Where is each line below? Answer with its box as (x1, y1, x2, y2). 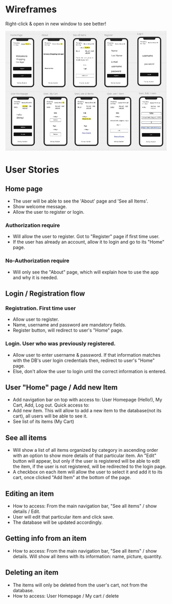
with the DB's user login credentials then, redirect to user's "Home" (12, 357, 155, 363)
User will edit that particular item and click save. (12, 514, 114, 520)
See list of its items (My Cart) (12, 418, 74, 425)
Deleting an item (5, 568, 59, 577)
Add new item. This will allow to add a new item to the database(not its (12, 408, 162, 414)
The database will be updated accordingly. (12, 519, 103, 525)
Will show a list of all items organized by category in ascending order (12, 447, 159, 453)
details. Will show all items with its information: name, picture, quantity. (12, 553, 162, 559)
